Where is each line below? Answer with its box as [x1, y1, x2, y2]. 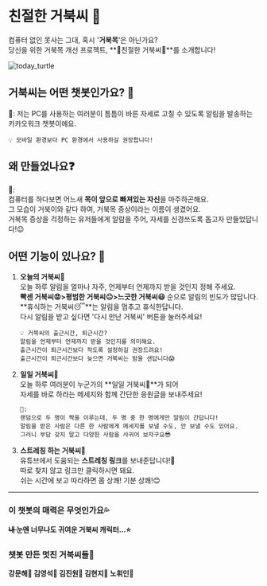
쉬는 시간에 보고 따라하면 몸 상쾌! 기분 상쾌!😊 [19, 475, 161, 486]
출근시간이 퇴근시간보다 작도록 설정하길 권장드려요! [19, 346, 164, 354]
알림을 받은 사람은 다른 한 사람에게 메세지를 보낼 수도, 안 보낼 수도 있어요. [19, 423, 239, 431]
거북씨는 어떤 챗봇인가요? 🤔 [8, 86, 134, 100]
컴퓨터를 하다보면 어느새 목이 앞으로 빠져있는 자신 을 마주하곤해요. [8, 194, 209, 204]
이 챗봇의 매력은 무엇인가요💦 [8, 505, 110, 516]
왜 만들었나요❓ [8, 160, 75, 174]
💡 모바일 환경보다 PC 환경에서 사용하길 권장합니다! [8, 136, 153, 144]
